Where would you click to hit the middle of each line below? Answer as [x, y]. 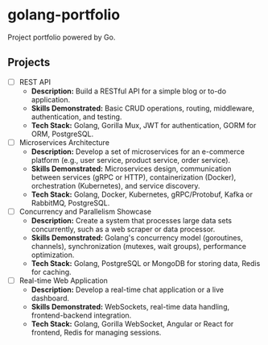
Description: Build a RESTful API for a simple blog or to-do [129, 91]
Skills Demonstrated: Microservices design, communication [131, 168]
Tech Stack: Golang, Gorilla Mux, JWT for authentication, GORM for [144, 125]
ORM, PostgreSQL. [62, 134]
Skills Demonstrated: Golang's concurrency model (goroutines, [137, 237]
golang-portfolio [64, 15]
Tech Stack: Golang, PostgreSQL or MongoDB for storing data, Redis [146, 263]
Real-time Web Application [63, 281]
